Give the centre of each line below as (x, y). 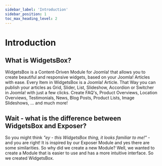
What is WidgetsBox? (38, 60)
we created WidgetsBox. (30, 158)
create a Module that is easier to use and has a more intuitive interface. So (79, 153)
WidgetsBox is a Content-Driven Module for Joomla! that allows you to (75, 72)
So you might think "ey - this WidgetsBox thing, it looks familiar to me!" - (78, 138)
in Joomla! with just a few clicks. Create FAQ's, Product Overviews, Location (81, 93)
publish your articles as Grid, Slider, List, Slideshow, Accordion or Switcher (80, 87)
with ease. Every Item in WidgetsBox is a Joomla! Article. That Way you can (81, 83)
